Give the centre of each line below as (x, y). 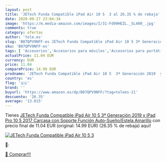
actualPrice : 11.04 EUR (30, 55)
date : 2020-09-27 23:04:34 (33, 19)
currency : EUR (20, 60)
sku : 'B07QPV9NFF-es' (27, 46)
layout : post (19, 10)
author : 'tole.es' (24, 37)
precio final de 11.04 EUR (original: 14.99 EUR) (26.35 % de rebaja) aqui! (78, 126)
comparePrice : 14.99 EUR (31, 69)
